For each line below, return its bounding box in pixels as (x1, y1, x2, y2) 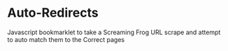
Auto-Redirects (7, 5, 99, 21)
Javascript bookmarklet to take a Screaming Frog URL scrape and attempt (7, 28, 221, 36)
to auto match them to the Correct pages (7, 35, 124, 43)
